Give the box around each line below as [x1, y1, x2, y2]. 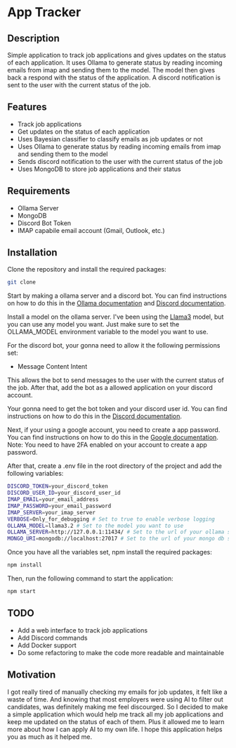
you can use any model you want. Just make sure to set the [7, 320, 180, 329]
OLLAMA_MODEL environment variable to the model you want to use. [7, 328, 209, 336]
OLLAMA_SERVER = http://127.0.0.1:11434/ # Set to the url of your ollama [7, 528, 225, 535]
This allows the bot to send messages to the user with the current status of [7, 376, 225, 384]
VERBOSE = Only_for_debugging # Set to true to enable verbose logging [7, 515, 216, 523]
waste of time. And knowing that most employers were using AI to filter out [7, 695, 223, 704]
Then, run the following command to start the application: [7, 574, 173, 583]
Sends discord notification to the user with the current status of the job [17, 157, 223, 165]
